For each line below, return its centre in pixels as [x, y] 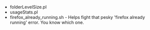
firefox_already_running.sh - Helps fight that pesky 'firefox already [77, 17]
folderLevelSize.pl [28, 7]
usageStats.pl [24, 12]
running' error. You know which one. [47, 22]
